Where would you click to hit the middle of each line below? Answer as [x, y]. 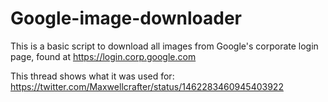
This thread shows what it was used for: [92, 76]
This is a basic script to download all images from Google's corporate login [164, 46]
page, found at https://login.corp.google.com [103, 56]
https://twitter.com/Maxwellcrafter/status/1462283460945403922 [147, 86]
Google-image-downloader [126, 18]
